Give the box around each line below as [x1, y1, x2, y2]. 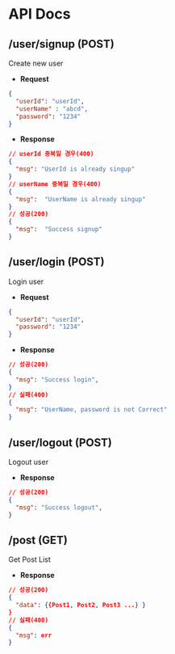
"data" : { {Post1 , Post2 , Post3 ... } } [15, 601, 147, 610]
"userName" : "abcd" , [15, 104, 89, 113]
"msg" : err [15, 631, 52, 639]
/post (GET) [8, 533, 69, 546]
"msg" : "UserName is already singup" [15, 195, 147, 203]
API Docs [8, 5, 71, 23]
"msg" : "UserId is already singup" [15, 165, 135, 174]
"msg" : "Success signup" [15, 226, 103, 234]
